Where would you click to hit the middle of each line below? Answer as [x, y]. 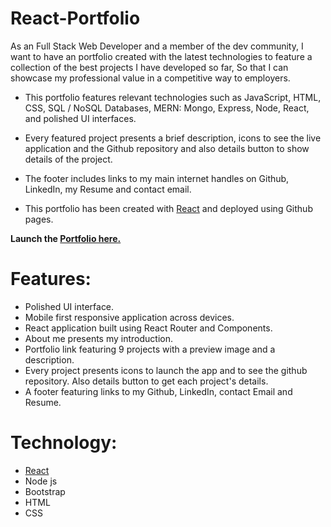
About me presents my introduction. [99, 338]
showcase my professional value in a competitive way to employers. [150, 78]
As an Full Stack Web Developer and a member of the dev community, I [157, 46]
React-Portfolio [75, 18]
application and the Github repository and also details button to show [167, 148]
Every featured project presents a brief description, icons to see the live [173, 138]
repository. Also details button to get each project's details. [146, 381]
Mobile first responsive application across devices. [129, 317]
